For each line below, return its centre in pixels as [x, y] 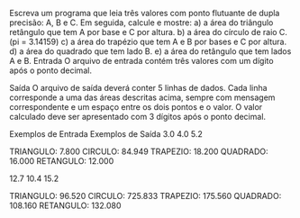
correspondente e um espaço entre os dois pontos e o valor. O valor [136, 107]
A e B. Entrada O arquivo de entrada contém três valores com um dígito [141, 61]
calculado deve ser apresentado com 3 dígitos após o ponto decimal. [138, 117]
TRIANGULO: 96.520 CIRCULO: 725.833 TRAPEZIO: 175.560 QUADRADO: [145, 196]
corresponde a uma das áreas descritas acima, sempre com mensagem [142, 97]
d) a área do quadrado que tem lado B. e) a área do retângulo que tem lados [150, 51]
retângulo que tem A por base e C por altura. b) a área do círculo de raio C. [149, 32]
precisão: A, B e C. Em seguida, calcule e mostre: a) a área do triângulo [141, 23]
